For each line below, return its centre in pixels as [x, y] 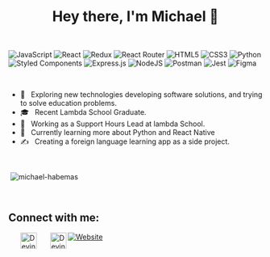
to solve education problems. [68, 103]
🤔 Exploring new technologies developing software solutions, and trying [141, 94]
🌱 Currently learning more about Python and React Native [117, 132]
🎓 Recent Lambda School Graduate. [83, 112]
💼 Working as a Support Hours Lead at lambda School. [112, 124]
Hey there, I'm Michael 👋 [135, 17]
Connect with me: [54, 218]
